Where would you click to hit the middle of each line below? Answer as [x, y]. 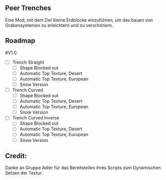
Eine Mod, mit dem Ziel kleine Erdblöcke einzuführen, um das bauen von [79, 20]
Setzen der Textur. [24, 173]
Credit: [16, 156]
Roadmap [20, 41]
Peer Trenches [28, 8]
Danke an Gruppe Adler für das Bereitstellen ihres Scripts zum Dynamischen [83, 168]
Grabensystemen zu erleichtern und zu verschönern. [59, 25]
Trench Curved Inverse [36, 118]
